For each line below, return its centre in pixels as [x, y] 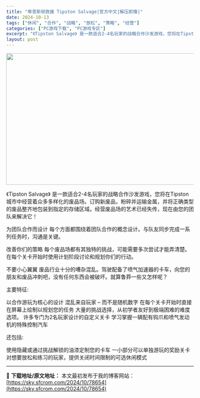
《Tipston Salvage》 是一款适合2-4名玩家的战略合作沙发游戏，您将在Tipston [98, 194]
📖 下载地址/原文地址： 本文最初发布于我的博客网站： [71, 376]
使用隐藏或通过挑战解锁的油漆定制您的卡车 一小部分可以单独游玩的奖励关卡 [98, 350]
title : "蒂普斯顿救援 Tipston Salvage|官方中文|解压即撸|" [74, 12]
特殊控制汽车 [32, 325]
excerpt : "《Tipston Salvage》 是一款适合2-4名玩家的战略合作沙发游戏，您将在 [93, 34]
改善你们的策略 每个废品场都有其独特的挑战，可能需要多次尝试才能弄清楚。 [98, 249]
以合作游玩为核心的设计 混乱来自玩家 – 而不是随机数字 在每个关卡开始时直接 [99, 302]
